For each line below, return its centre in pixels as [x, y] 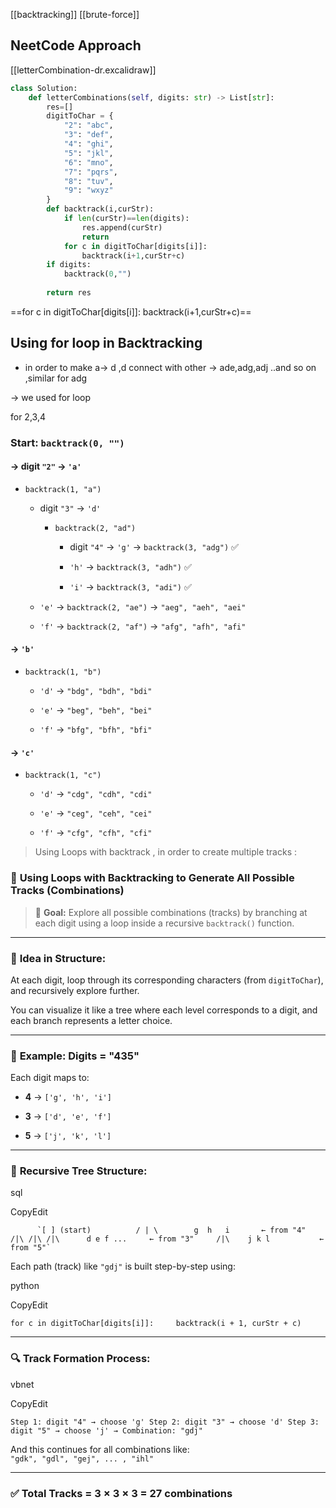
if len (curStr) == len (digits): [126, 219]
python [25, 1286]
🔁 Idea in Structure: [58, 958]
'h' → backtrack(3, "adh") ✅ [130, 566]
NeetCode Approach [76, 45]
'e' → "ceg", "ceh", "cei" [96, 813]
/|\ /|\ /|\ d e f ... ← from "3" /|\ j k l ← [167, 1239]
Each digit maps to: [50, 1078]
